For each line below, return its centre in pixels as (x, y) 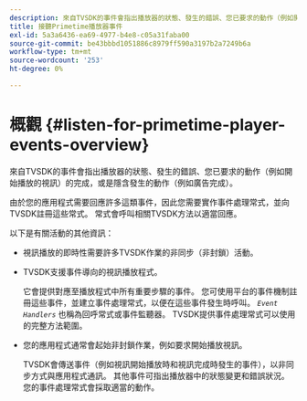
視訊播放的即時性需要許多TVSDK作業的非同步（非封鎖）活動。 (140, 252)
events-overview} (79, 145)
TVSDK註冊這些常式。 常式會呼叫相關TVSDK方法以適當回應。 (126, 213)
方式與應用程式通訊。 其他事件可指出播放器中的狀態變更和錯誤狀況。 (160, 375)
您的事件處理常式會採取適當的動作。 (91, 387)
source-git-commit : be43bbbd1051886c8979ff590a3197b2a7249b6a (130, 43)
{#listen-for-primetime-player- (165, 125)
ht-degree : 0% (37, 69)
